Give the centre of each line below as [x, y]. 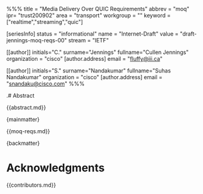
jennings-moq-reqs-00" [37, 40]
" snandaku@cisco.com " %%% [45, 83]
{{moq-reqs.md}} [28, 131]
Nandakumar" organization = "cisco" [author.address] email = [84, 77]
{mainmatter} [23, 119]
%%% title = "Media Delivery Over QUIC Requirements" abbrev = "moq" [98, 9]
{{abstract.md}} [26, 107]
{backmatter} [23, 143]
